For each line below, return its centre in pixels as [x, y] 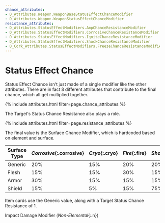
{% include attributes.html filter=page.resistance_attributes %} [69, 123]
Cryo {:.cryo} [103, 153]
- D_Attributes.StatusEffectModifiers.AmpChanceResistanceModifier [76, 28]
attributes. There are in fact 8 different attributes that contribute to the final [81, 89]
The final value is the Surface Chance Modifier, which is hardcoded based [80, 133]
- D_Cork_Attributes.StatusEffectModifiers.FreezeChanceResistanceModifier [84, 46]
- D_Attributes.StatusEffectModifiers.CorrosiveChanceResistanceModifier [82, 32]
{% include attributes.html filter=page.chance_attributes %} [66, 104]
